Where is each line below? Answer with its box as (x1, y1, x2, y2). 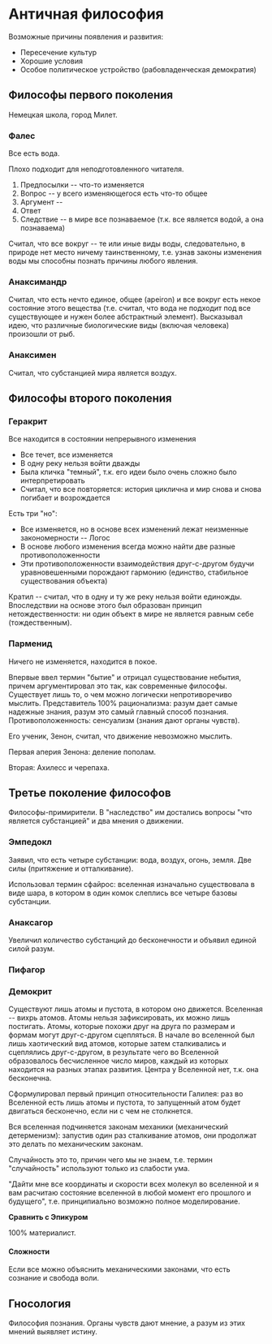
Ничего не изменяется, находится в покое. (8, 657, 158, 666)
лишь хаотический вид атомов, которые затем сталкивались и (8, 1039, 227, 1049)
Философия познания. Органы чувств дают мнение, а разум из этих (8, 1318, 246, 1328)
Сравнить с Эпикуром (8, 1213, 89, 1222)
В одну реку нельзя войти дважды (19, 459, 140, 468)
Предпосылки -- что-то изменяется (19, 180, 145, 190)
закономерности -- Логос (19, 533, 110, 543)
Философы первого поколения (8, 88, 173, 102)
